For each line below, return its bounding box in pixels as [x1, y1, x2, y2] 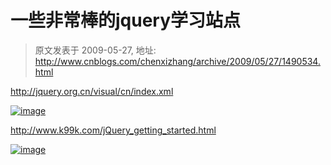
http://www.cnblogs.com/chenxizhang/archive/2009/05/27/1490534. [34, 55, 321, 67]
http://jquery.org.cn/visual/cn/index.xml [10, 85, 174, 97]
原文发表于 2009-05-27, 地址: [34, 44, 157, 56]
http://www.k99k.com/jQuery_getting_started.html [10, 124, 217, 136]
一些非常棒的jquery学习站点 [10, 9, 242, 32]
